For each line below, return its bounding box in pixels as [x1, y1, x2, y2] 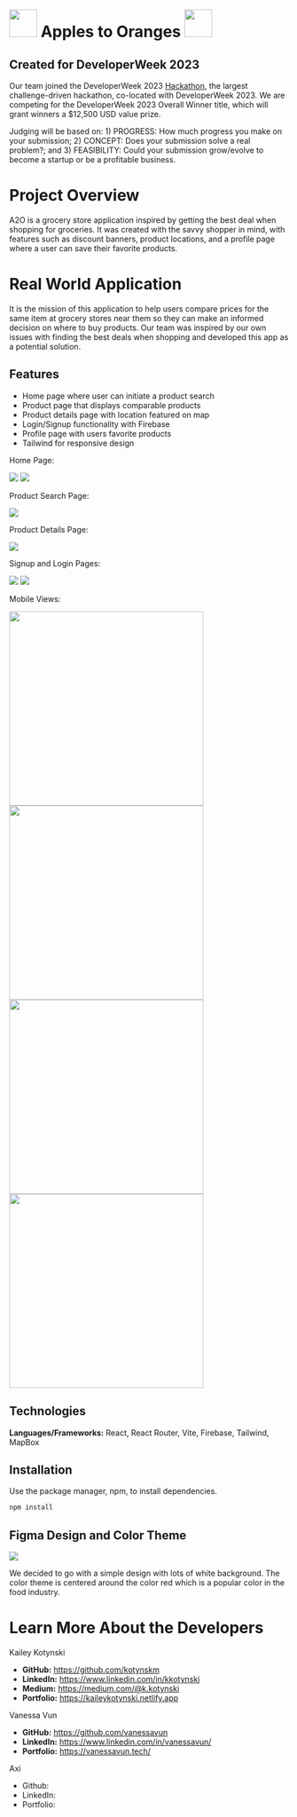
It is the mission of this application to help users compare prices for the [9, 303, 270, 314]
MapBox [9, 1436, 40, 1447]
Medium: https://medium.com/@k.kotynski [21, 1683, 180, 1694]
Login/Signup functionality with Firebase [21, 418, 170, 430]
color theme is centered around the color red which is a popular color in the [9, 1577, 285, 1588]
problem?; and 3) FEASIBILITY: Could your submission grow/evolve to [9, 145, 264, 155]
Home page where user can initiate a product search [21, 391, 215, 401]
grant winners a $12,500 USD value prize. [9, 109, 161, 119]
